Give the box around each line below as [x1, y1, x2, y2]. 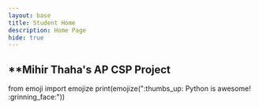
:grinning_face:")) [8, 92, 66, 102]
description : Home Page [8, 26, 87, 34]
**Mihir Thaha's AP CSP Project [8, 62, 171, 76]
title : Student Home [8, 19, 77, 27]
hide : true [8, 33, 44, 42]
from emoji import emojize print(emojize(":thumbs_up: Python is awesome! [8, 84, 251, 93]
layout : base [8, 11, 51, 20]
